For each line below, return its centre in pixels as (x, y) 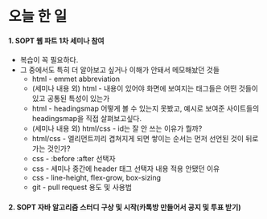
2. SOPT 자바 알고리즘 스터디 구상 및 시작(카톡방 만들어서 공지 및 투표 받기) (125, 207)
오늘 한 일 (38, 16)
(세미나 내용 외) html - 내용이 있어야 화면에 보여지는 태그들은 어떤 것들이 (145, 88)
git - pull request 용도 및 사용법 (82, 187)
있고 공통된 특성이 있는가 (71, 99)
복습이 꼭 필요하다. (49, 60)
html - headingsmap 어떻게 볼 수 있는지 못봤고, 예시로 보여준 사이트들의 (146, 108)
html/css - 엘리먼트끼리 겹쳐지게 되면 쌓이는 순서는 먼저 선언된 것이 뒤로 (145, 139)
